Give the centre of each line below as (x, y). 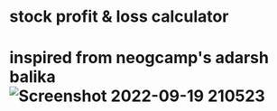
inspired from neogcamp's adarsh (139, 58)
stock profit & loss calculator (119, 17)
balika (32, 77)
